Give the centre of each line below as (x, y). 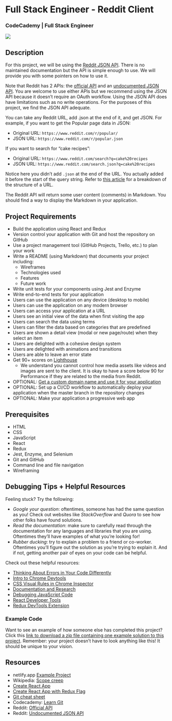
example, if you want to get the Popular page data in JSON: (68, 123)
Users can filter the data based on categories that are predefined (81, 327)
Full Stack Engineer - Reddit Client (80, 10)
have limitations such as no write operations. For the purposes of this (78, 102)
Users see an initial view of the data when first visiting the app (79, 316)
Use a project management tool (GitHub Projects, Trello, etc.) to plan (85, 245)
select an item (27, 338)
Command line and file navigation (48, 465)
